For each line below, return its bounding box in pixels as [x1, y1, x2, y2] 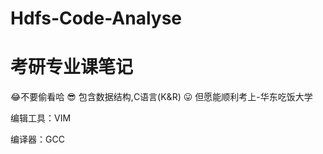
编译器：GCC [10, 133, 65, 146]
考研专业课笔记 [10, 56, 134, 79]
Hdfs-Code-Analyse [10, 7, 183, 30]
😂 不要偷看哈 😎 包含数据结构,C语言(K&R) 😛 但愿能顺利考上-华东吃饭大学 [10, 91, 313, 103]
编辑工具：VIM [10, 112, 72, 124]
